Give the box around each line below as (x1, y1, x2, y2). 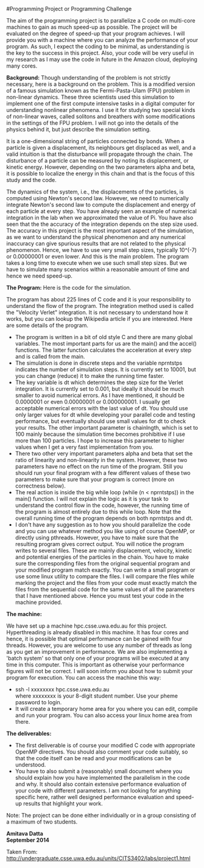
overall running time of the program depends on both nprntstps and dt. (15, 514, 193, 522)
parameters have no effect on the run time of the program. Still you (15, 463, 183, 470)
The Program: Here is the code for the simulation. (6, 284, 132, 291)
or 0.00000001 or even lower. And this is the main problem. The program (6, 253, 189, 260)
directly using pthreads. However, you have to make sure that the (15, 534, 179, 541)
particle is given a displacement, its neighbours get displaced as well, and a (6, 144, 196, 151)
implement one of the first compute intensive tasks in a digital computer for (6, 100, 195, 107)
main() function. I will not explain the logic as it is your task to (15, 495, 169, 502)
